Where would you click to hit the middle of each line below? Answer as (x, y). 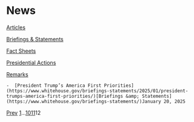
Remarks (17, 74)
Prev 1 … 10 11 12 (24, 112)
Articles (16, 27)
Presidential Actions (31, 63)
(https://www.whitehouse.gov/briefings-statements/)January (84, 101)
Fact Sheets (21, 51)
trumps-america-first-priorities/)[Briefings (65, 96)
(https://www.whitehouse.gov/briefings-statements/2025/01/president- (97, 91)
